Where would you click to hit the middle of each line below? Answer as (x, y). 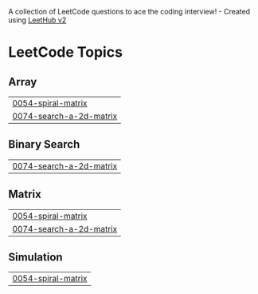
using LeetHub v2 (37, 20)
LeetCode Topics (66, 52)
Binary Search (44, 144)
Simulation (35, 258)
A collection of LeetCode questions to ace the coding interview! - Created (129, 12)
